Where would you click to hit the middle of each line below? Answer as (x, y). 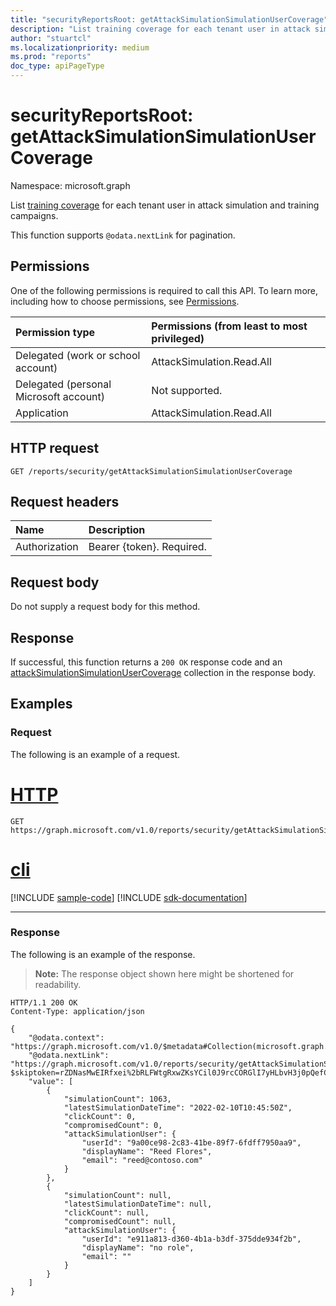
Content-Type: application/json (77, 1011)
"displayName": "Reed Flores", (147, 1151)
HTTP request (55, 448)
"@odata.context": (66, 1037)
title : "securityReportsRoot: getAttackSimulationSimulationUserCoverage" (169, 19)
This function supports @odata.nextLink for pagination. (123, 235)
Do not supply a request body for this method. (105, 607)
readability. (58, 984)
